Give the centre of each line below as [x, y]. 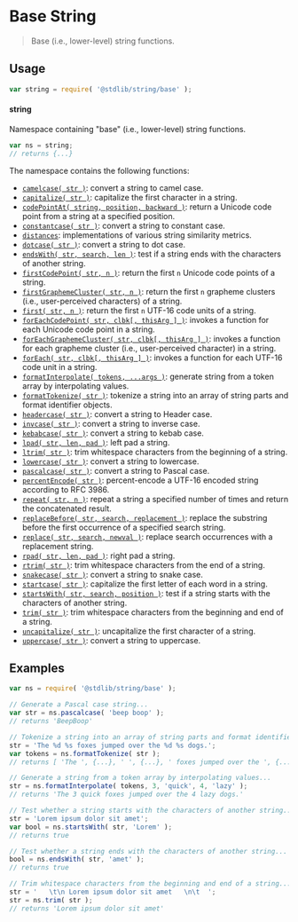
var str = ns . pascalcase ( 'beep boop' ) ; [87, 713]
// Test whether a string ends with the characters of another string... [149, 851]
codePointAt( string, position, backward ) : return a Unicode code [147, 207]
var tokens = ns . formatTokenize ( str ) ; [85, 753]
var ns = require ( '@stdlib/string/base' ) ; [93, 689]
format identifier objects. [67, 405]
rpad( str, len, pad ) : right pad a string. [98, 556]
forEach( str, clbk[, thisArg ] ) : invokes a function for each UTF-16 [152, 358]
